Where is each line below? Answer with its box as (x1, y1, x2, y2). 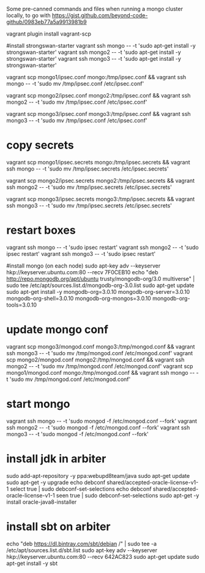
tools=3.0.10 (6, 301, 37, 309)
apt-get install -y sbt (6, 560, 58, 567)
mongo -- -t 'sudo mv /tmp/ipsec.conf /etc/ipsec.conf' (6, 80, 144, 87)
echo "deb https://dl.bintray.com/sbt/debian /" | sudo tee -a (6, 540, 157, 547)
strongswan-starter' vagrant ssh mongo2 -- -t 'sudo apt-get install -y (6, 48, 182, 56)
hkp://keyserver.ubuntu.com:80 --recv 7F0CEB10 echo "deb (6, 268, 158, 275)
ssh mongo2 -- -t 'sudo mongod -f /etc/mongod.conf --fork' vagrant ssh (6, 423, 190, 431)
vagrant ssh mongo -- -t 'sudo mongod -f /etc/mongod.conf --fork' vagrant (6, 417, 198, 425)
